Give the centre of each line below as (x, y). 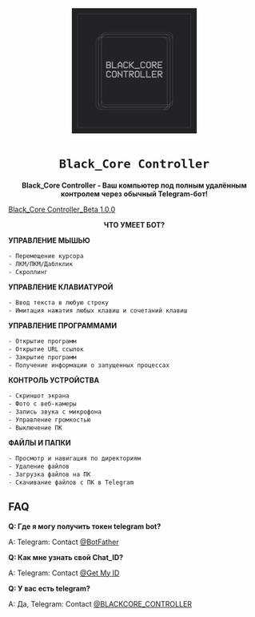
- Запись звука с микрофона (55, 412)
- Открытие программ (43, 341)
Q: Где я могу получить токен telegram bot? (85, 526)
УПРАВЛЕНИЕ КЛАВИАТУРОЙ (61, 287)
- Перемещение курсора (46, 256)
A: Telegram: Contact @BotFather (64, 542)
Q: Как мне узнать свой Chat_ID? (66, 557)
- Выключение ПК (35, 428)
